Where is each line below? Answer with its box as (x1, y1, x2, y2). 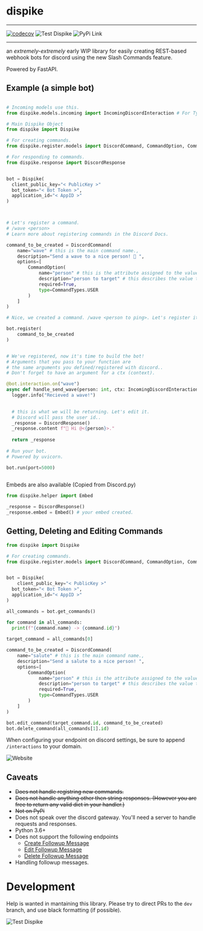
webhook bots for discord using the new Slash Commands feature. (6, 53, 173, 61)
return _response (11, 437, 56, 443)
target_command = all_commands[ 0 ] (6, 636, 94, 642)
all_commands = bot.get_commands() (6, 608, 96, 615)
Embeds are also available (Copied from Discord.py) (6, 481, 136, 488)
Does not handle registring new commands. (14, 788, 124, 795)
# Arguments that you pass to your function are (6, 359, 131, 365)
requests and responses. (14, 820, 77, 828)
